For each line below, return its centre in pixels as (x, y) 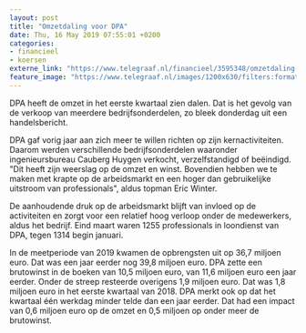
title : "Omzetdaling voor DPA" (69, 26)
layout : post (34, 18)
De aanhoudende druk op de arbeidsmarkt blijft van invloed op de (133, 206)
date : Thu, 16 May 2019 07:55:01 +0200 (85, 35)
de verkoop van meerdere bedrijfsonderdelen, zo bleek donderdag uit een (148, 112)
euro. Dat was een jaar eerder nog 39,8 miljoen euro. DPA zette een (136, 262)
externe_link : (36, 69)
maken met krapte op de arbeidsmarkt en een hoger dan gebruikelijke (140, 178)
